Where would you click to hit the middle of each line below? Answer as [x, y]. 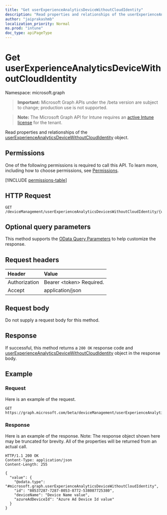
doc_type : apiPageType [29, 33]
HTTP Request [28, 196]
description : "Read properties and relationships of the [65, 14]
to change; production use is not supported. [62, 107]
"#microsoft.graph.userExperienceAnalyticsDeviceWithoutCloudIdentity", [82, 486]
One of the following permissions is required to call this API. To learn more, [82, 165]
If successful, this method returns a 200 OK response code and [69, 347]
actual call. [16, 446]
